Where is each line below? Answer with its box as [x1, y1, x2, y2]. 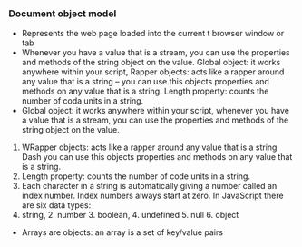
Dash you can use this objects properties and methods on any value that [21, 152, 293, 163]
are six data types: [21, 200, 92, 211]
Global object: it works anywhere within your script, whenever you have [21, 105, 289, 116]
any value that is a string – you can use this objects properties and [21, 76, 269, 87]
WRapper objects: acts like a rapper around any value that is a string [21, 142, 278, 153]
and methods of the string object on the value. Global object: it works [21, 57, 281, 68]
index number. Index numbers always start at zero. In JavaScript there [21, 190, 284, 202]
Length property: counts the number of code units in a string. [21, 171, 251, 182]
